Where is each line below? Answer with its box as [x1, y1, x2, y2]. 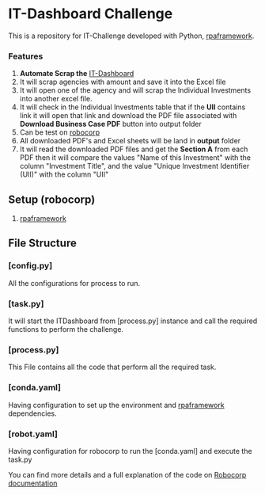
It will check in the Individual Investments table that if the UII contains [19, 102, 246, 112]
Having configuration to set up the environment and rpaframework [8, 400, 225, 409]
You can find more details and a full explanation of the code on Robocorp [8, 470, 247, 479]
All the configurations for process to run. [8, 278, 141, 287]
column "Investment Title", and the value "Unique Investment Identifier [19, 162, 250, 171]
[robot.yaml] [8, 428, 58, 440]
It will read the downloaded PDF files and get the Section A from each [19, 144, 248, 154]
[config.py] [8, 261, 53, 272]
